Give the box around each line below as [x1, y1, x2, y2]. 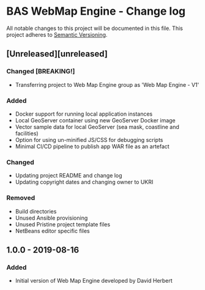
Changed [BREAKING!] [6, 67, 75, 76]
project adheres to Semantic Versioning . [6, 31, 108, 38]
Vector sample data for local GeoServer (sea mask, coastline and [15, 123, 179, 130]
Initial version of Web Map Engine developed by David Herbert [15, 277, 173, 284]
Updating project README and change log [15, 172, 122, 179]
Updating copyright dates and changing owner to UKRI [15, 179, 154, 186]
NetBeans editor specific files [15, 227, 90, 234]
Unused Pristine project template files [15, 220, 111, 228]
